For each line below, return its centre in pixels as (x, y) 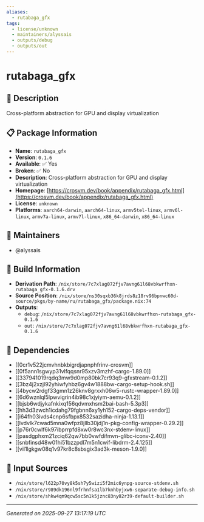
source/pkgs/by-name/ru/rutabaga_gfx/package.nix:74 (83, 302)
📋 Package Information (52, 133)
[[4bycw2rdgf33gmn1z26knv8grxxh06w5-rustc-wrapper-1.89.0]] (97, 391)
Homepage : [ (32, 190)
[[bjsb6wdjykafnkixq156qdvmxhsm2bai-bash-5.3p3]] (82, 404)
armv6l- (173, 210)
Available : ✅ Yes (36, 164)
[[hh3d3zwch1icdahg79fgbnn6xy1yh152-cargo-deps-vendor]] (93, 410)
